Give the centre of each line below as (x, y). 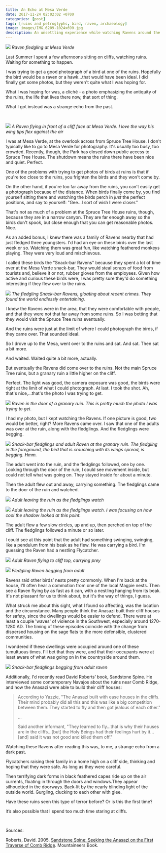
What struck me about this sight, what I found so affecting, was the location (82, 605)
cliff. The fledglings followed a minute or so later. (55, 530)
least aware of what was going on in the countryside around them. (73, 657)
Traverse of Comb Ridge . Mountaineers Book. (52, 845)
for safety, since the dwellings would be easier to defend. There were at (79, 616)
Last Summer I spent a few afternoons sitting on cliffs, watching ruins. (76, 57)
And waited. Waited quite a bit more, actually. (51, 358)
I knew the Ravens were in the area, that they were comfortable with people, (83, 309)
